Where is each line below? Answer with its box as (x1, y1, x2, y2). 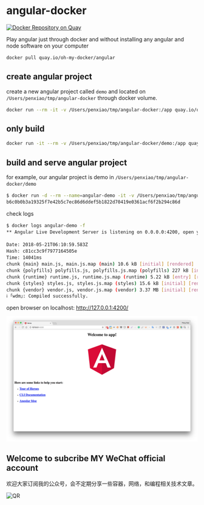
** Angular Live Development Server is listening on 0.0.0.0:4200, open (6, 229, 194, 235)
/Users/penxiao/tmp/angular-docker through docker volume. (6, 94, 158, 101)
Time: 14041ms (6, 255, 42, 261)
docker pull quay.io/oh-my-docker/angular (6, 54, 115, 61)
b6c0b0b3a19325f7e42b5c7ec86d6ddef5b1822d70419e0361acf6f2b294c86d (6, 199, 181, 205)
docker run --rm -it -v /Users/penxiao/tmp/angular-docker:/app (6, 107, 172, 113)
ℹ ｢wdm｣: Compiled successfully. (6, 293, 89, 299)
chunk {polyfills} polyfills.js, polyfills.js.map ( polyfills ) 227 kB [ (6, 267, 194, 274)
